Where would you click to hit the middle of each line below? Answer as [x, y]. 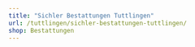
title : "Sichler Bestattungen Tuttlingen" [81, 16]
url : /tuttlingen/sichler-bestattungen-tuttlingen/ [97, 23]
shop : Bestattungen [41, 30]
